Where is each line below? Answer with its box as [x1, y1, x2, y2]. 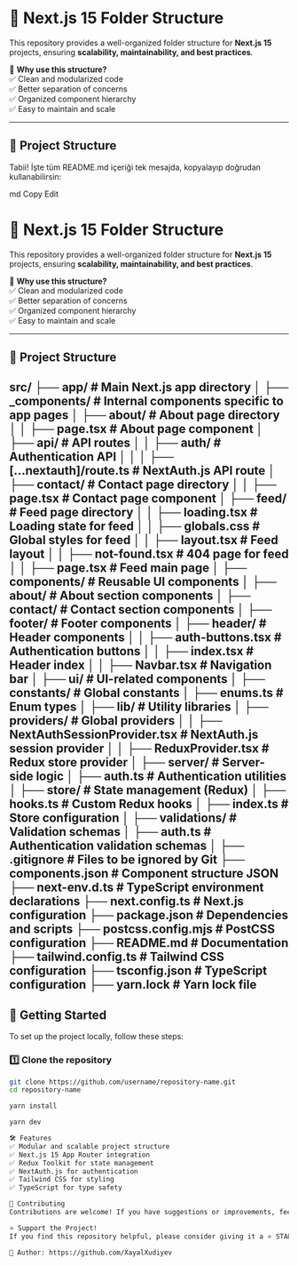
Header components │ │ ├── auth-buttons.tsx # [9, 630, 282, 645]
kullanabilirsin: [9, 171, 62, 181]
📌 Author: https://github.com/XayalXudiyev [9, 1248, 173, 1257]
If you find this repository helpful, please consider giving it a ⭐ [9, 1231, 272, 1241]
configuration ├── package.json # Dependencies [9, 908, 289, 923]
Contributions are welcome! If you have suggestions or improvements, [9, 1208, 276, 1217]
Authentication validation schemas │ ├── [9, 838, 245, 853]
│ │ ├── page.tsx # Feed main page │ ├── [9, 560, 247, 576]
